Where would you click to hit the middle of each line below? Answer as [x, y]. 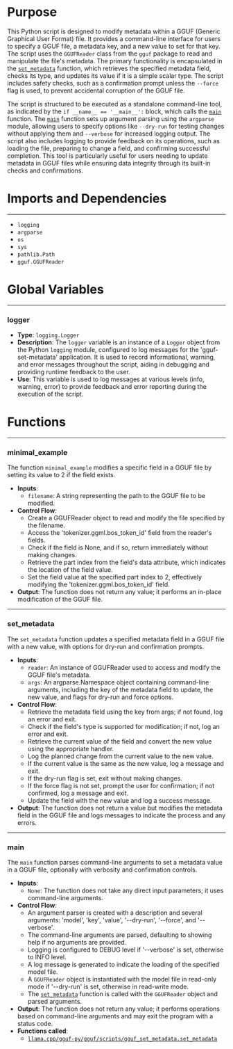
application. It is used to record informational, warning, [137, 357]
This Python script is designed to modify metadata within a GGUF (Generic [114, 31]
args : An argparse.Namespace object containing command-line [118, 682]
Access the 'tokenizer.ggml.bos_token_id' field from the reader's [120, 533]
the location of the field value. [70, 570]
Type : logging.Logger [48, 335]
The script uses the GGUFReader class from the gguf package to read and [110, 54]
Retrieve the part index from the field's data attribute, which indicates [127, 562]
